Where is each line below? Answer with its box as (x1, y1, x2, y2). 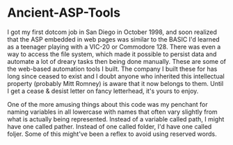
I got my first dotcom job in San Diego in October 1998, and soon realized (7, 28, 218, 36)
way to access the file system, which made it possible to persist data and (7, 50, 217, 58)
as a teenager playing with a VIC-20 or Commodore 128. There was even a (7, 42, 221, 51)
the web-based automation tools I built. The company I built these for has (7, 65, 218, 73)
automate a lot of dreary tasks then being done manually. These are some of (7, 57, 227, 65)
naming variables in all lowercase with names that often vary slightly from (7, 108, 218, 116)
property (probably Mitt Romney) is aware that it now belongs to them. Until (7, 79, 224, 87)
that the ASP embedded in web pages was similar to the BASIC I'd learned (7, 35, 220, 43)
